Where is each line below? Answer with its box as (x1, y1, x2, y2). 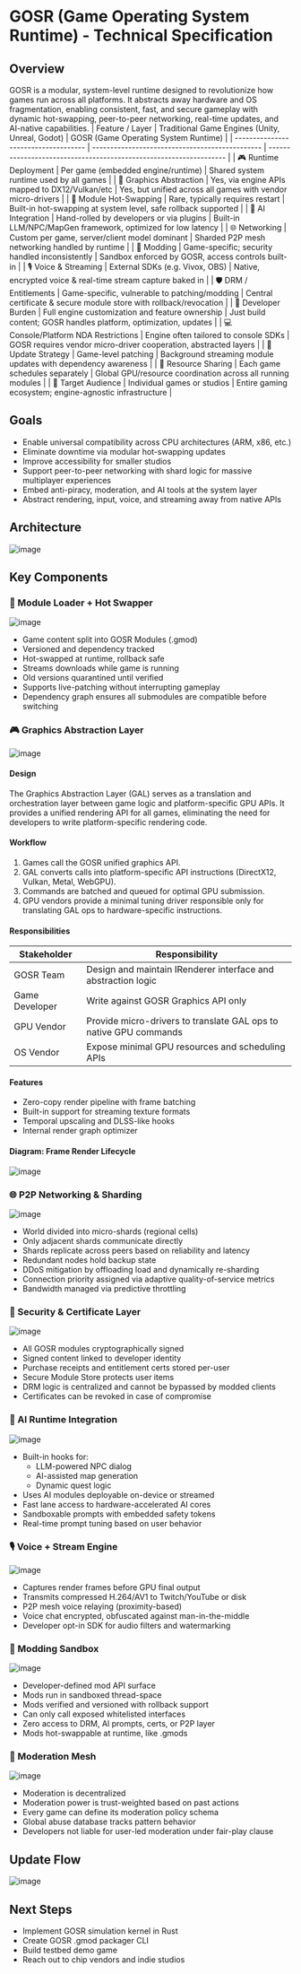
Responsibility (155, 948, 219, 961)
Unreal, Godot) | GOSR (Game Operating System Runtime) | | (9, 133, 233, 143)
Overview (9, 61, 65, 76)
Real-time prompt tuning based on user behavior (21, 1517, 202, 1528)
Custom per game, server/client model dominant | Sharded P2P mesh (9, 232, 266, 243)
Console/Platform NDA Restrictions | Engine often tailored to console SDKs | (9, 330, 290, 340)
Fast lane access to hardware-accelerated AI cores (21, 1499, 211, 1509)
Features (9, 1076, 43, 1087)
